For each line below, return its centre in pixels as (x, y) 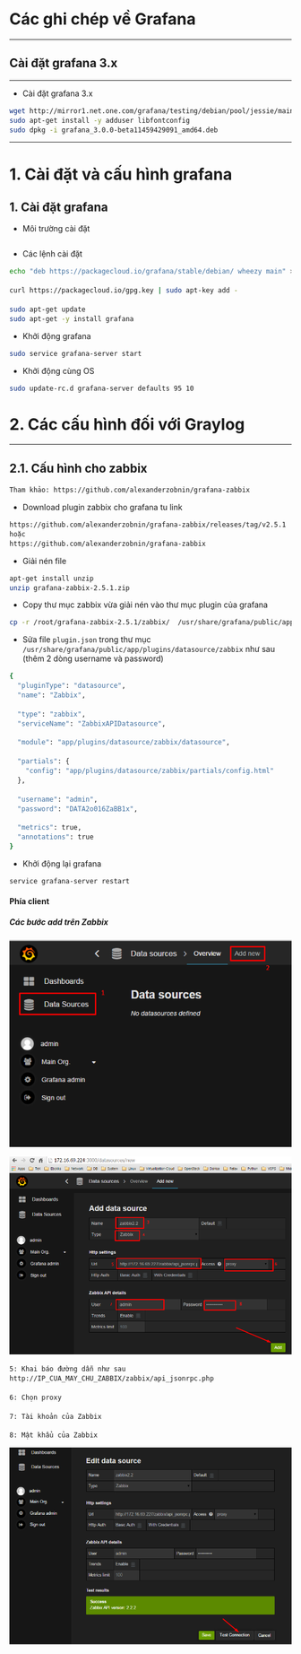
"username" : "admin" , (58, 799)
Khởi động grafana (56, 335)
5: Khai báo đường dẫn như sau (68, 1369)
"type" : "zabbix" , (52, 714)
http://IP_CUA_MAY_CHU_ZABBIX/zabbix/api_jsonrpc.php (112, 1379)
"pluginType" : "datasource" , (72, 686)
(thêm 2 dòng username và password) (93, 658)
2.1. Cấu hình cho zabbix (78, 468)
